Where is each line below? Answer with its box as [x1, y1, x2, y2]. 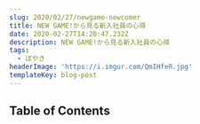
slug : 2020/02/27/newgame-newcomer [9, 12, 141, 22]
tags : [9, 46, 29, 55]
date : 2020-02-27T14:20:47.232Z [9, 29, 129, 38]
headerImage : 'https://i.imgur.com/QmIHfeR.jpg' [9, 63, 193, 72]
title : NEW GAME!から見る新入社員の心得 [9, 21, 147, 30]
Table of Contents [9, 104, 111, 119]
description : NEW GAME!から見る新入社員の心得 [9, 37, 171, 47]
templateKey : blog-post [9, 71, 98, 80]
